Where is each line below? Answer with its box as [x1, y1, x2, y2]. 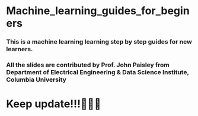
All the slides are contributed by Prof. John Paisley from [6, 61, 170, 69]
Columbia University [6, 75, 67, 84]
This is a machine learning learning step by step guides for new [6, 38, 193, 46]
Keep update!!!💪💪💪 [6, 97, 101, 111]
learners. [6, 45, 33, 54]
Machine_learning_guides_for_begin [6, 4, 190, 18]
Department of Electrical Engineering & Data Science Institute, [6, 68, 189, 77]
